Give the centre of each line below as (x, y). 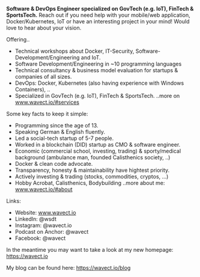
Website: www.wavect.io (45, 212)
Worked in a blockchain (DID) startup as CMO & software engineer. (98, 145)
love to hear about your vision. (44, 28)
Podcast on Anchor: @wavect (52, 232)
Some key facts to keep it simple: (47, 114)
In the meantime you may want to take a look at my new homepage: (90, 250)
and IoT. (91, 57)
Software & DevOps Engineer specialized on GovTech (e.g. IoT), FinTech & (100, 9)
